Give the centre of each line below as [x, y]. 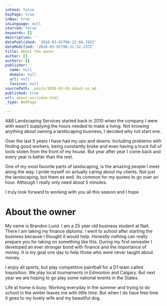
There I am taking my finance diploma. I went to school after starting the [79, 231]
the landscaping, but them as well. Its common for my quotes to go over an [82, 177]
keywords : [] [19, 33]
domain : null [23, 75]
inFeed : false [20, 10]
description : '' [22, 38]
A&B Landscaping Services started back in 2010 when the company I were [82, 121]
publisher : [16, 65]
